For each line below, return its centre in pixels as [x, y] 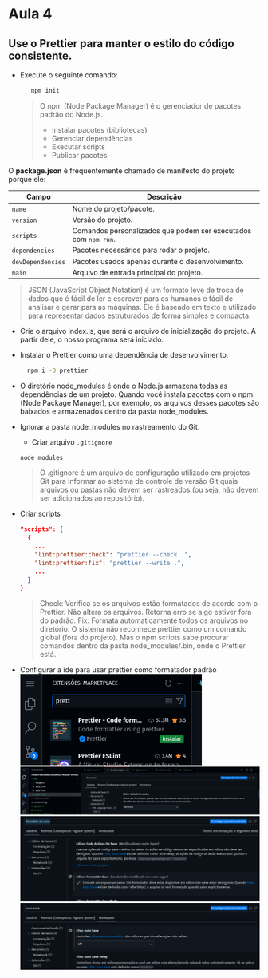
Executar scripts [78, 147]
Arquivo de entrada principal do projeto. [138, 272]
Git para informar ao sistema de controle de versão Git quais [139, 481]
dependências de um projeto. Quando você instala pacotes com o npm [136, 394]
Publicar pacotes [79, 155]
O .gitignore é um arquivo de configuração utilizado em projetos [145, 473]
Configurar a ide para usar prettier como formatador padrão [118, 670]
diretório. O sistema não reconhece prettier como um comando [143, 629]
